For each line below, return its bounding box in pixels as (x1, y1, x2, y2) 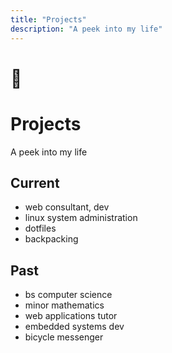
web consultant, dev (24, 201, 110, 213)
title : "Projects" (10, 14, 87, 25)
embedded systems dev (24, 321, 125, 333)
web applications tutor (24, 310, 118, 322)
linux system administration (24, 212, 138, 224)
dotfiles (24, 222, 57, 235)
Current (10, 175, 60, 192)
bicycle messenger (24, 331, 104, 343)
